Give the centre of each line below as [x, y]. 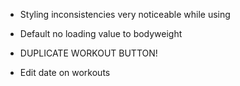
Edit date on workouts [65, 72]
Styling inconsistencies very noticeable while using [125, 14]
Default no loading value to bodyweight [101, 33]
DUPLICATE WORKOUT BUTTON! [88, 53]
